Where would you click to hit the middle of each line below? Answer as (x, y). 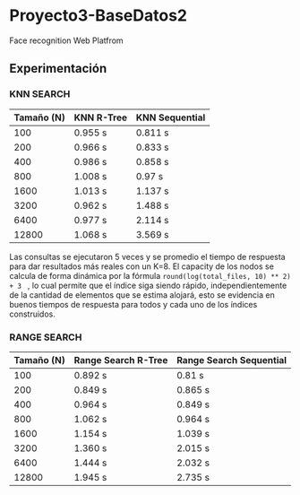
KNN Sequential (171, 117)
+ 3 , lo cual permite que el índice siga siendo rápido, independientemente (148, 285)
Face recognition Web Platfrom (66, 40)
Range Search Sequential (231, 360)
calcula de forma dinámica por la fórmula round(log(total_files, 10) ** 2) (150, 275)
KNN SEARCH (40, 94)
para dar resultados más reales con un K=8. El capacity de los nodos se (142, 266)
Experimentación (58, 69)
